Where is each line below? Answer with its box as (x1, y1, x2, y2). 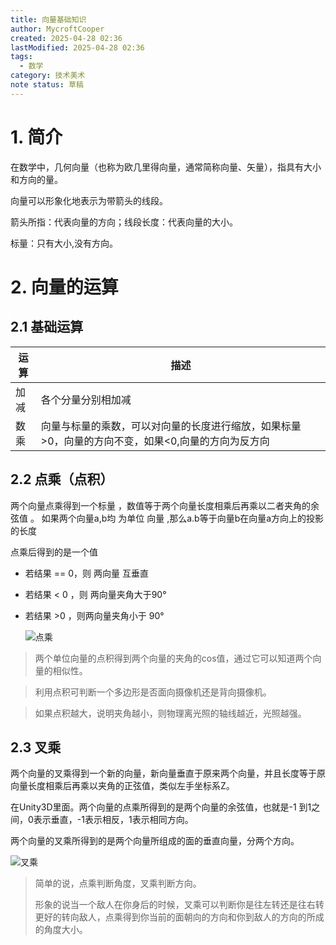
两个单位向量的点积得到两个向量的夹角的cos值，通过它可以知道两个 (34, 652, 313, 664)
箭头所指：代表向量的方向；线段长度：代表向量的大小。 (10, 216, 238, 228)
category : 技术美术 (10, 71, 86, 81)
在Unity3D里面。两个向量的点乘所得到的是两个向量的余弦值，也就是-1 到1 (10, 801, 312, 813)
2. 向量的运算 (10, 276, 119, 298)
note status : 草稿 (10, 80, 84, 90)
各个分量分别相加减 (40, 392, 132, 406)
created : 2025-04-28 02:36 (10, 33, 123, 43)
